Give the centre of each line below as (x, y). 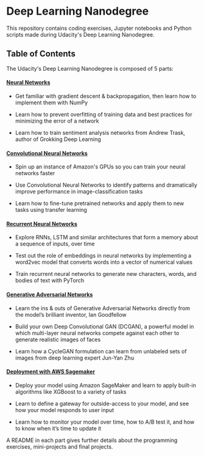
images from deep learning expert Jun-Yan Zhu (75, 358)
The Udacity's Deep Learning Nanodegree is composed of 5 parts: (90, 68)
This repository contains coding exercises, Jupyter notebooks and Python (99, 28)
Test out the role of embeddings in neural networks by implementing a (103, 256)
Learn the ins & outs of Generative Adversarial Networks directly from (103, 308)
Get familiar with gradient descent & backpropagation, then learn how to (106, 96)
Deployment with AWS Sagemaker (51, 372)
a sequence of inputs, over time (55, 244)
